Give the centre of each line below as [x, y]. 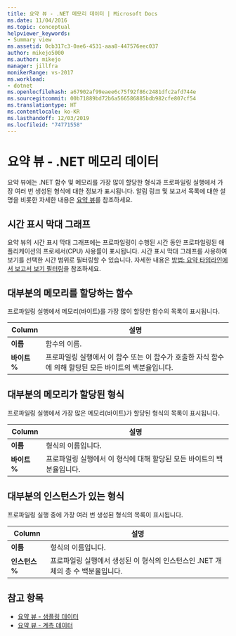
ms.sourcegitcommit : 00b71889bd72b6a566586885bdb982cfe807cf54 [102, 99]
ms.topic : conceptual [39, 27]
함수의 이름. [64, 344]
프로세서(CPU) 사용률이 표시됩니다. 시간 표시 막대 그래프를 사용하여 [135, 251]
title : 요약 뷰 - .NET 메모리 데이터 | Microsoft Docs [83, 14]
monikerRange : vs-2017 [40, 72]
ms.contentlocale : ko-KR [44, 112]
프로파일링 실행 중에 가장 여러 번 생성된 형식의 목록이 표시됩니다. [96, 515]
